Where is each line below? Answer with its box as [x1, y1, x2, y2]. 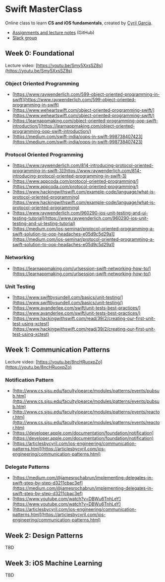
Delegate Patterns [5, 463, 50, 470]
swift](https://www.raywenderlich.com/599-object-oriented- [12, 97, 136, 103]
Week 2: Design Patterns [5, 531, 83, 540]
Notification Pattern [5, 376, 54, 383]
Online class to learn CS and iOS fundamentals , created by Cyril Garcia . [5, 20, 153, 26]
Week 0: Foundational [5, 49, 74, 58]
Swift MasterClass [5, 3, 83, 15]
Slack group [12, 35, 37, 41]
